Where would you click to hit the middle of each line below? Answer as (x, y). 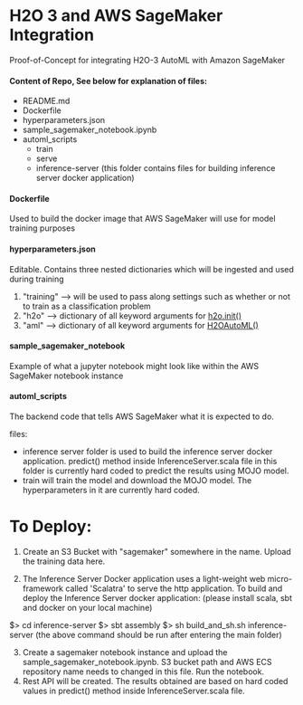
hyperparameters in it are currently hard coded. (111, 490)
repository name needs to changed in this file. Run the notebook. (143, 672)
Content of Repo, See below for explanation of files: (109, 81)
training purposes (42, 228)
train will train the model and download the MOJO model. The (137, 480)
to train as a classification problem (86, 306)
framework (43, 588)
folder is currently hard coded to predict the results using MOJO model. (156, 471)
